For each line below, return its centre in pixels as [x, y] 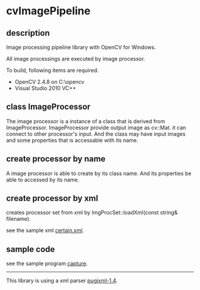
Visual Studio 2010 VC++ [45, 88]
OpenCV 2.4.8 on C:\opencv [49, 82]
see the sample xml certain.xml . [45, 230]
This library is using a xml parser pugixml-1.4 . [62, 280]
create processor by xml [52, 199]
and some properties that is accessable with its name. [72, 140]
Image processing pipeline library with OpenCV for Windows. [81, 47]
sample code [31, 249]
